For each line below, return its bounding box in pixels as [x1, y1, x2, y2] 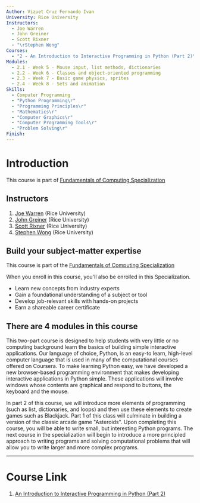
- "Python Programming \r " [11, 97, 76, 103]
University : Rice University [6, 14, 79, 20]
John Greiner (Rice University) [14, 216, 89, 223]
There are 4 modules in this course [6, 321, 138, 332]
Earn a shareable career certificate [14, 304, 100, 311]
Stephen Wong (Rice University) [14, 228, 94, 236]
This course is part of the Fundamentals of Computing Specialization [6, 262, 174, 269]
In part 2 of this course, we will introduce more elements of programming [6, 400, 186, 407]
